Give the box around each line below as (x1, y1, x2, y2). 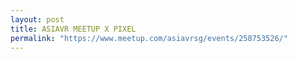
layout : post (10, 14, 65, 25)
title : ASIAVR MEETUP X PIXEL (10, 24, 137, 34)
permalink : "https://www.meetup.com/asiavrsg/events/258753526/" (10, 33, 288, 43)
